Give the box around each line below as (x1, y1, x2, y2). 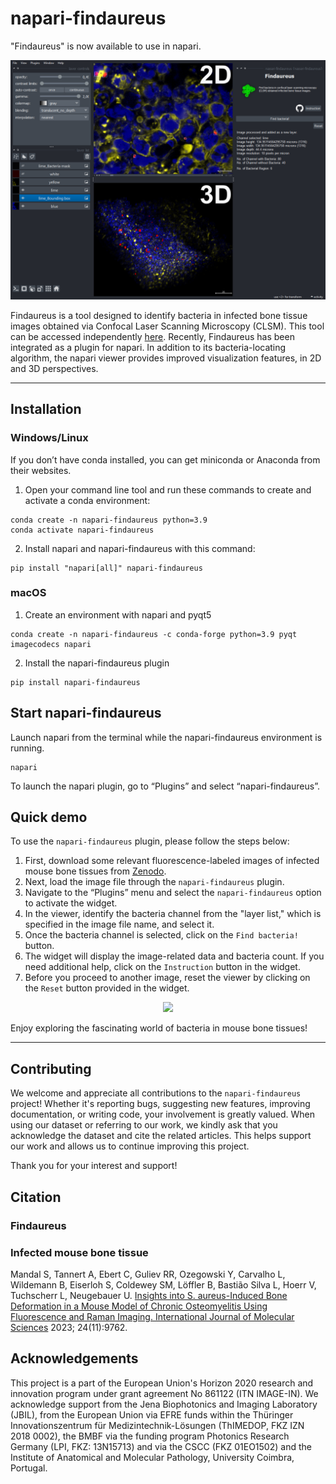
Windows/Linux (10, 431, 89, 445)
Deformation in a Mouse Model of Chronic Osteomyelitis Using (10, 1300, 268, 1312)
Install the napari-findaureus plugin (24, 657, 170, 669)
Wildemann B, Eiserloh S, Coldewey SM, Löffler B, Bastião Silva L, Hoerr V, (10, 1278, 317, 1291)
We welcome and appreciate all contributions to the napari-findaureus (10, 1087, 302, 1099)
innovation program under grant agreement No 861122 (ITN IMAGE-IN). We (10, 1387, 319, 1399)
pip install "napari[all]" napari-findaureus (10, 563, 203, 573)
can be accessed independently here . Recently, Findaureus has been (10, 330, 295, 342)
